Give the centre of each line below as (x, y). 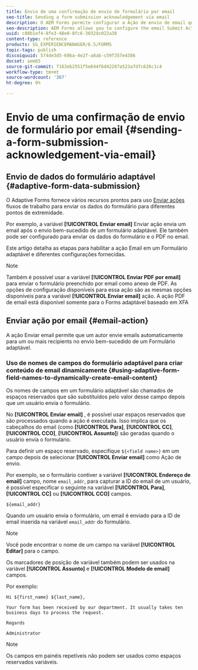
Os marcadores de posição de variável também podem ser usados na (90, 563)
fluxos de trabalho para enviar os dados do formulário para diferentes (90, 206)
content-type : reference (37, 39)
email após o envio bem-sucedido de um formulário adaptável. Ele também (97, 230)
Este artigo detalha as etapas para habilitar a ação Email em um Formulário (97, 248)
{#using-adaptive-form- (144, 370)
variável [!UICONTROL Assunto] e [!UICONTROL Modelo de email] (88, 569)
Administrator (24, 633)
